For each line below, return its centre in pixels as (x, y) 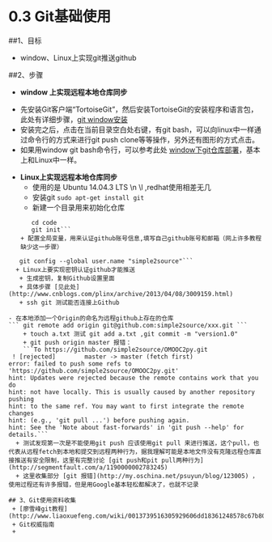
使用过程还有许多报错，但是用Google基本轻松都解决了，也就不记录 (104, 485)
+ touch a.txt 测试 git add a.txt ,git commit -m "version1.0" (131, 334)
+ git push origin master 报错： (77, 342)
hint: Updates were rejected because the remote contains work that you (134, 378)
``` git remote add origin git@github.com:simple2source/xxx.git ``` (128, 325)
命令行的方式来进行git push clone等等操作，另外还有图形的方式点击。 (143, 139)
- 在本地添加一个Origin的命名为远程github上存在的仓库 (91, 318)
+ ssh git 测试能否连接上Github (69, 303)
